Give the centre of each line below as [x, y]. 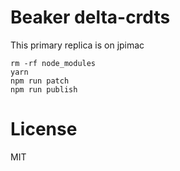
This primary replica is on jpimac [77, 45]
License [44, 129]
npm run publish [44, 89]
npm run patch [40, 81]
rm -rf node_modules [53, 63]
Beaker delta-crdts [90, 17]
